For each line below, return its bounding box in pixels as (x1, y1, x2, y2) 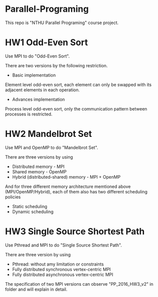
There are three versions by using (5, 154, 73, 160)
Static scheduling (12, 203, 47, 209)
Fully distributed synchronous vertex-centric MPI (12, 266, 111, 272)
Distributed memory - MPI (12, 163, 65, 169)
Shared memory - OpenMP (12, 168, 67, 175)
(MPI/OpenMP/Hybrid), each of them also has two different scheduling (5, 189, 148, 194)
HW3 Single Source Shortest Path (5, 226, 145, 237)
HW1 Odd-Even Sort (5, 37, 88, 48)
